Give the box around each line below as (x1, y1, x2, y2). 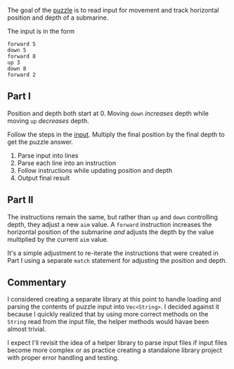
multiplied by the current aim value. (7, 235, 109, 243)
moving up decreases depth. (7, 116, 90, 125)
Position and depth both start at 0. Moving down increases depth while (7, 109, 209, 117)
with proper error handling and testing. (7, 354, 119, 362)
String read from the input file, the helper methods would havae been (7, 318, 209, 326)
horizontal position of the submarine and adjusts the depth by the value (7, 228, 214, 236)
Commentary (7, 277, 67, 289)
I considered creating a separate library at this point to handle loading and (7, 295, 221, 304)
